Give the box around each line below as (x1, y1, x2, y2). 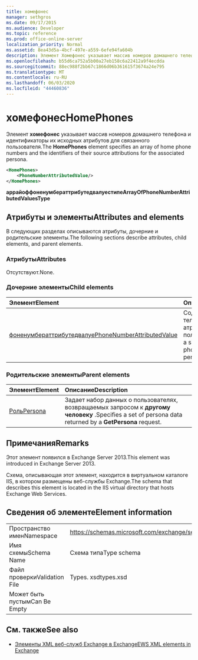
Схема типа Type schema (70, 548, 141, 557)
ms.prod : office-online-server (6, 36, 83, 42)
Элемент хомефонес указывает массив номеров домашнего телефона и (6, 131, 192, 138)
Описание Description (64, 386, 128, 394)
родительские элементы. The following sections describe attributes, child (6, 234, 187, 241)
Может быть (9, 590, 45, 598)
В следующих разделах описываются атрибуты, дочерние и (6, 228, 159, 235)
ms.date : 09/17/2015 (6, 19, 57, 25)
